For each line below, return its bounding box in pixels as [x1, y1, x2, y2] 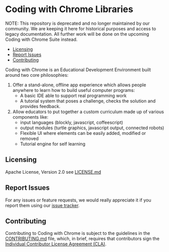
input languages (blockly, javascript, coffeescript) [20, 119, 124, 125]
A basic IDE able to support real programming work [20, 92, 127, 98]
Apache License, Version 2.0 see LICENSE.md [5, 169, 101, 175]
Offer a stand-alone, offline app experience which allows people [12, 82, 146, 88]
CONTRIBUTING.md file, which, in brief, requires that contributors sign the [5, 236, 160, 242]
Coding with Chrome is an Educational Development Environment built [5, 67, 151, 73]
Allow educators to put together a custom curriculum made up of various [12, 109, 164, 115]
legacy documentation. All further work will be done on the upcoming [5, 31, 149, 37]
